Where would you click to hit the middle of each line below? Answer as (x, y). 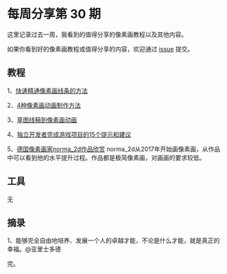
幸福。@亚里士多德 (34, 249)
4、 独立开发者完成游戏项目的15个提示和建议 (69, 134)
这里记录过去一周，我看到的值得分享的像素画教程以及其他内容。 (97, 34)
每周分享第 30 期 (54, 14)
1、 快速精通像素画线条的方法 (47, 91)
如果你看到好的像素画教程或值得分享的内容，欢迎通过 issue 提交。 (100, 49)
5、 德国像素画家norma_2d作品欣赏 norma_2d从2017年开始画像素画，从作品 (114, 149)
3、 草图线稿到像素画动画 (42, 119)
